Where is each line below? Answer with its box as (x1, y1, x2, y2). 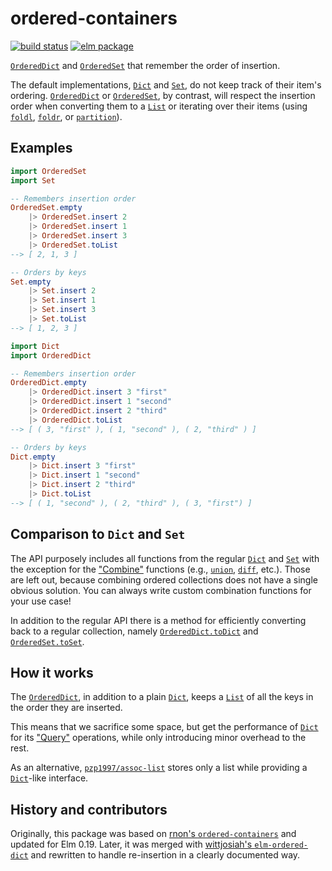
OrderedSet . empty (10, 203, 83, 213)
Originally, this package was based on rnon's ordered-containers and (10, 828, 297, 840)
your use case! (10, 595, 72, 607)
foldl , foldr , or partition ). (10, 110, 123, 122)
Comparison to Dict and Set (10, 526, 186, 543)
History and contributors (10, 801, 168, 818)
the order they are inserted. (10, 702, 123, 714)
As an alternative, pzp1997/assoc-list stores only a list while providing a (10, 762, 308, 774)
